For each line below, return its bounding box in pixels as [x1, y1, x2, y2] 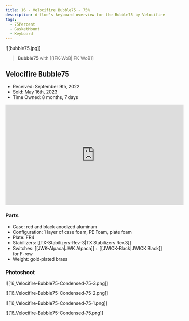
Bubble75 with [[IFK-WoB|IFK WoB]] [17, 55, 94, 61]
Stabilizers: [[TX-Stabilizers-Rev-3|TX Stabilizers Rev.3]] [12, 240, 131, 246]
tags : [5, 17, 17, 22]
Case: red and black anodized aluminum [12, 224, 97, 230]
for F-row [12, 251, 33, 257]
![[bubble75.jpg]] [5, 45, 41, 51]
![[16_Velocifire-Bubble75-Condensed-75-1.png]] [5, 300, 108, 306]
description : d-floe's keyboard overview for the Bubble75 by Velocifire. [5, 12, 168, 17]
